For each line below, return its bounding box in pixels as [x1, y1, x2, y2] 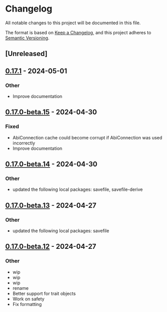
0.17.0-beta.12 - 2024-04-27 [5, 242, 97, 251]
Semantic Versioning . [5, 35, 49, 41]
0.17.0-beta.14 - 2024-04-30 [5, 160, 97, 169]
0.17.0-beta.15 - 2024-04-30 [5, 108, 97, 117]
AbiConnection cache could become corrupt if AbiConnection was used [12, 134, 162, 140]
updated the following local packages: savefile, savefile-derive [12, 186, 143, 192]
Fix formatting [12, 301, 42, 307]
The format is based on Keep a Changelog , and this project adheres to [5, 29, 151, 35]
